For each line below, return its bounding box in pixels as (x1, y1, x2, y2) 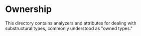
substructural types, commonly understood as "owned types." (5, 25, 133, 31)
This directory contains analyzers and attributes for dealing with (5, 20, 137, 26)
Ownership (5, 3, 52, 15)
